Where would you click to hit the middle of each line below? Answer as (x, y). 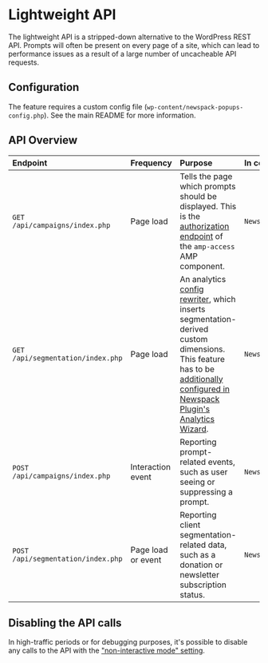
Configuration (44, 87)
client (190, 525)
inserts (193, 309)
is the (190, 216)
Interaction (151, 466)
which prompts (208, 186)
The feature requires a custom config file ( (78, 106)
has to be (197, 369)
